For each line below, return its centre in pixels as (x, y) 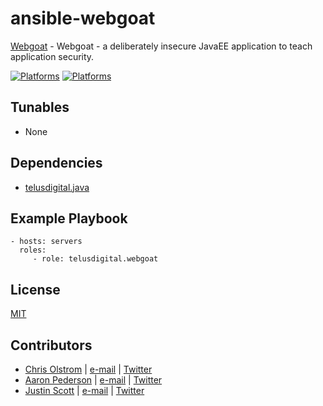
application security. (52, 56)
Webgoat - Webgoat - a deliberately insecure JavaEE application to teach (161, 46)
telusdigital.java (57, 187)
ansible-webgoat (83, 18)
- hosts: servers (46, 242)
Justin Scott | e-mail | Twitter (84, 390)
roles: (33, 250)
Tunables (40, 107)
